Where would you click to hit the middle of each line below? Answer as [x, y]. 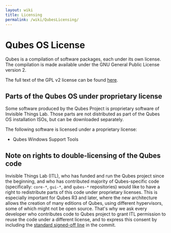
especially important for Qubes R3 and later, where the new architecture [81, 198]
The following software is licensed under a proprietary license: [71, 129]
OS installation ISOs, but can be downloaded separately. [65, 120]
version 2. [16, 70]
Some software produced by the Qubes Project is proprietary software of [82, 109]
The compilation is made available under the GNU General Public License [82, 65]
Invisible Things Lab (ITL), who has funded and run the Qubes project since [85, 176]
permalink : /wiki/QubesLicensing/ [42, 20]
